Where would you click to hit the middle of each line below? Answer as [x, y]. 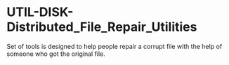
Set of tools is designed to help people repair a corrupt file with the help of [115, 46]
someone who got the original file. [56, 54]
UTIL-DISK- [40, 12]
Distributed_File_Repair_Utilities [102, 27]
